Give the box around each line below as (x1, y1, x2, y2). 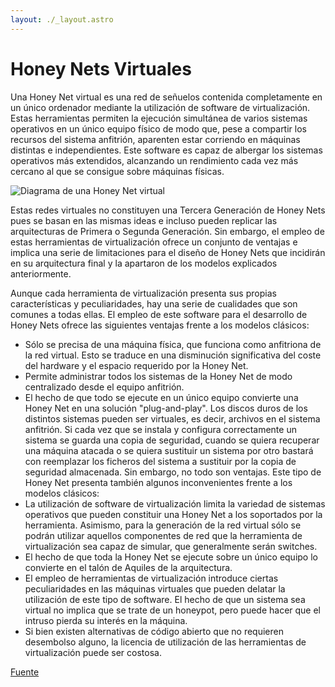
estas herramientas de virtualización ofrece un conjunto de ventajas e (10, 236, 298, 248)
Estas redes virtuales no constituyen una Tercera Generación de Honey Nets (10, 204, 326, 216)
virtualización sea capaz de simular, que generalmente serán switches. (24, 540, 318, 552)
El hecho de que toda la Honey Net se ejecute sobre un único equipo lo (24, 551, 318, 563)
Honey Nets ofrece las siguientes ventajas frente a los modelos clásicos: (10, 319, 310, 331)
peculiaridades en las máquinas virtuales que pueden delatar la (24, 582, 286, 595)
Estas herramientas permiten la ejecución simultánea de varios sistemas (10, 112, 308, 124)
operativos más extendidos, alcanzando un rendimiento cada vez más (10, 154, 299, 166)
